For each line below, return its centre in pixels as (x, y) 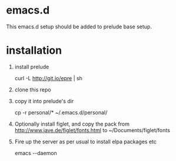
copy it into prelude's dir (44, 101)
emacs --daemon (36, 153)
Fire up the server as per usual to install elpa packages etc (86, 142)
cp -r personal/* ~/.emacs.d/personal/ (61, 112)
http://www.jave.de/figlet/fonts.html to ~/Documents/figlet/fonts (92, 130)
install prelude (32, 67)
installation (34, 50)
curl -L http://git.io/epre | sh (48, 78)
